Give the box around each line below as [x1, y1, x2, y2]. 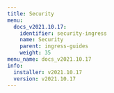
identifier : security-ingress [19, 29, 108, 37]
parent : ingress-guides [19, 43, 89, 50]
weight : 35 [19, 50, 51, 57]
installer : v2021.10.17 [13, 69, 82, 76]
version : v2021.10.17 [13, 75, 76, 83]
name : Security [19, 36, 64, 43]
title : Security [7, 10, 54, 17]
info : [7, 62, 23, 69]
